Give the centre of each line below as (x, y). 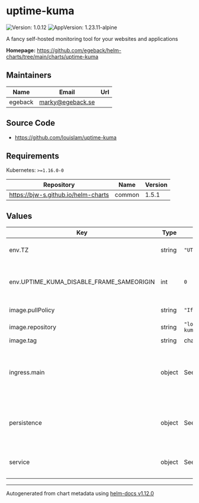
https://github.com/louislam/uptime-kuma (65, 137)
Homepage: (21, 50)
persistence (26, 423)
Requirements (33, 156)
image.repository (33, 327)
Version (156, 185)
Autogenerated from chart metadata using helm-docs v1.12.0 (80, 494)
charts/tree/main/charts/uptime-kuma (52, 56)
